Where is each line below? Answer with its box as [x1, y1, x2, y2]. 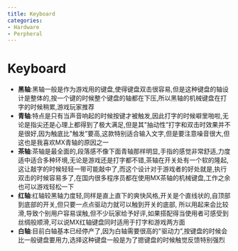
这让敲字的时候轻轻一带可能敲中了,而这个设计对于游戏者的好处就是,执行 [17, 164, 227, 174]
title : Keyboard [7, 10, 55, 18]
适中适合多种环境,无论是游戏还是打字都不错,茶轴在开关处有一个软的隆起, [17, 156, 229, 164]
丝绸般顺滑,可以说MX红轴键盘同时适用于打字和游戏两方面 [17, 218, 186, 227]
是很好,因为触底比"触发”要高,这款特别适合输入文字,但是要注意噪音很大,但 [17, 129, 230, 138]
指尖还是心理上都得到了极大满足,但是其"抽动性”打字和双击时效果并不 [30, 121, 231, 129]
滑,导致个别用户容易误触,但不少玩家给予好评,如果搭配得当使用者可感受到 [17, 209, 229, 218]
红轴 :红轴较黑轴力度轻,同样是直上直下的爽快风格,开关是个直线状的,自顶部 [17, 191, 231, 200]
